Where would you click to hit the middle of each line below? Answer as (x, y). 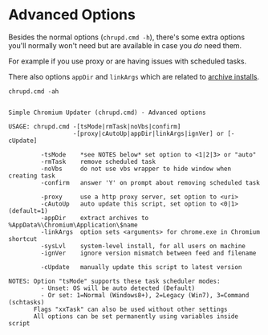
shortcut (23, 239)
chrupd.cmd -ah (34, 91)
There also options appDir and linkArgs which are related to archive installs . (134, 76)
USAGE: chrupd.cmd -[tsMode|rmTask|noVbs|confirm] (95, 126)
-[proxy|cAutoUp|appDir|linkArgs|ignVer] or (148, 133)
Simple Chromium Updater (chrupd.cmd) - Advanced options (107, 112)
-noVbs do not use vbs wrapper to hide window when (136, 169)
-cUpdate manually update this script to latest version (141, 267)
